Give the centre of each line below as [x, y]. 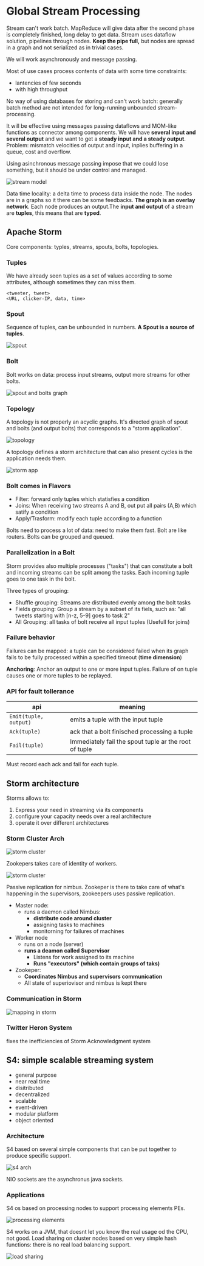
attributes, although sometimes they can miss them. [71, 282]
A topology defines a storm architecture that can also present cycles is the [99, 452]
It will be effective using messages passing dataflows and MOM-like [92, 125]
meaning [132, 707]
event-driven [31, 1107]
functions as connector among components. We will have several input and [101, 132]
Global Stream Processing [73, 11]
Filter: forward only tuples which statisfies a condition [82, 499]
